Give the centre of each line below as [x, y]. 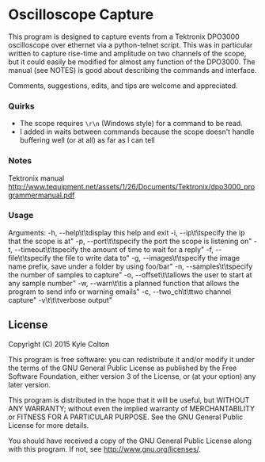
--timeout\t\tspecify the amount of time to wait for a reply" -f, [114, 249]
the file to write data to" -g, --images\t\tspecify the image [146, 258]
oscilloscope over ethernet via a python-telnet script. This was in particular [131, 44]
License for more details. [49, 425]
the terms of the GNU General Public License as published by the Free [123, 368]
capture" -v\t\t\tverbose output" [61, 300]
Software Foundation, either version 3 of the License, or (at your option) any [132, 376]
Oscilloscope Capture [81, 15]
